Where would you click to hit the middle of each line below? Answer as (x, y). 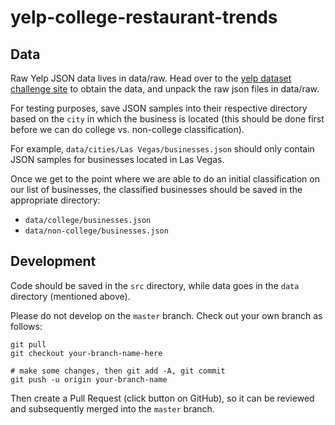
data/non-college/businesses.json (96, 231)
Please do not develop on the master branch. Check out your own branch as (166, 315)
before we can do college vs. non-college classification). (127, 129)
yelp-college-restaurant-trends (144, 17)
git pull (28, 344)
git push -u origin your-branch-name (89, 379)
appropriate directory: (55, 200)
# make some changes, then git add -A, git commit (118, 371)
